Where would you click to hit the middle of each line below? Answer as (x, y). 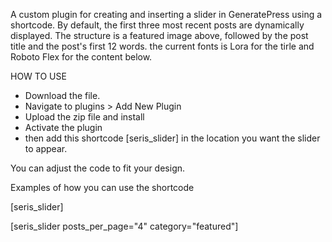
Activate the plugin (63, 127)
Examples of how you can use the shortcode (102, 187)
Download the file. (62, 95)
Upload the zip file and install (84, 117)
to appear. (46, 148)
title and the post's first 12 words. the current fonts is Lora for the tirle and (162, 46)
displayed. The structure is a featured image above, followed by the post (159, 35)
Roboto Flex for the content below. (81, 57)
